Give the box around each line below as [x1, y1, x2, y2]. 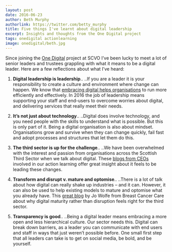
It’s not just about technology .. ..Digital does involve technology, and [12, 113, 160, 119]
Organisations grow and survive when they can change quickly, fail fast [12, 129, 164, 135]
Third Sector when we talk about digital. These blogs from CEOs [12, 155, 149, 161]
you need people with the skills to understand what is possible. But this [12, 118, 163, 124]
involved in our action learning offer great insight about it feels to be [12, 161, 157, 167]
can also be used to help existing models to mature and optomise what [12, 187, 163, 193]
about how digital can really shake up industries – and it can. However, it [12, 181, 166, 187]
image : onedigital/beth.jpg [5, 41, 66, 46]
